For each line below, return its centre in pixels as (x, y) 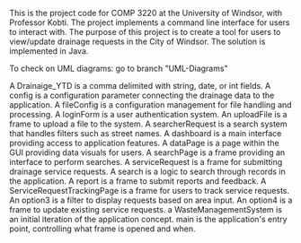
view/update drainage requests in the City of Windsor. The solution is (137, 41)
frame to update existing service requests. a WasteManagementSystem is (146, 209)
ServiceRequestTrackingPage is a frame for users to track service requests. (150, 191)
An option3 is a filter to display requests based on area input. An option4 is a (151, 200)
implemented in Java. (49, 51)
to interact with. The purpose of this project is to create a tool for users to (145, 32)
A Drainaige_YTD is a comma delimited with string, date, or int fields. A (140, 86)
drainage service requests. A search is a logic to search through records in (147, 171)
